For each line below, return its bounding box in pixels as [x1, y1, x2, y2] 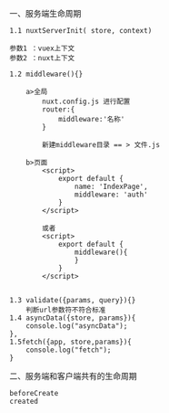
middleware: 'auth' [74, 190, 148, 199]
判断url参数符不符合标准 [25, 305, 106, 314]
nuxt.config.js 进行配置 [42, 97, 131, 106]
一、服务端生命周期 [9, 8, 82, 18]
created [9, 397, 39, 406]
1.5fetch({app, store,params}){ [9, 337, 132, 346]
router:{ [42, 105, 75, 114]
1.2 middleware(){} [9, 69, 84, 79]
